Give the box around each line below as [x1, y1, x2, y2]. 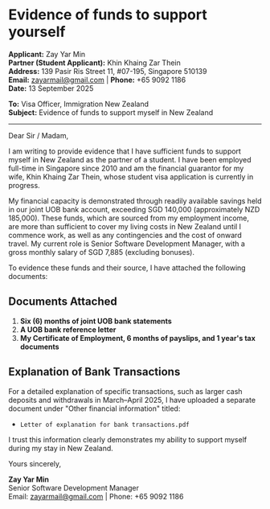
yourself [8, 23, 66, 41]
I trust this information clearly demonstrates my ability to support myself [8, 434, 247, 444]
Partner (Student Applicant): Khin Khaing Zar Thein [8, 58, 181, 68]
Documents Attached [8, 295, 118, 309]
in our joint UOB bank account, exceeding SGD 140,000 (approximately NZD [8, 204, 260, 214]
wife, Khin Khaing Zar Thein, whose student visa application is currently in [8, 171, 254, 182]
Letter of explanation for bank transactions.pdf [19, 421, 190, 429]
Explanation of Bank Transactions [8, 365, 181, 379]
